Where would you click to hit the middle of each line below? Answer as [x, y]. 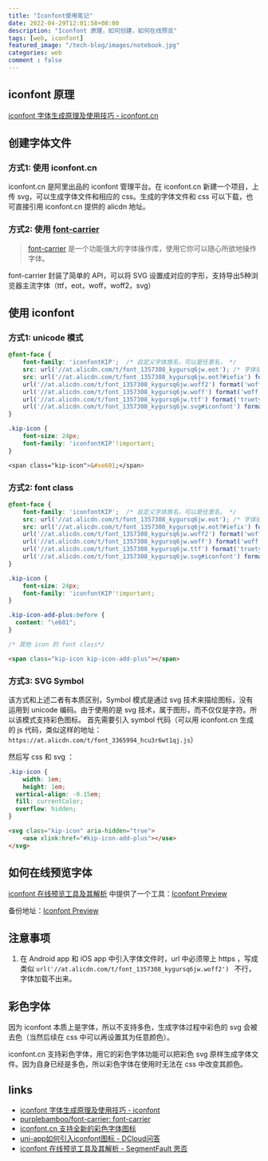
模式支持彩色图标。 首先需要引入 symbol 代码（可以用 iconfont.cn [130, 720]
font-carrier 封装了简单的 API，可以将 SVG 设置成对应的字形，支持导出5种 [130, 275]
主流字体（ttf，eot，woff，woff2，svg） [89, 285]
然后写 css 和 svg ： [41, 756]
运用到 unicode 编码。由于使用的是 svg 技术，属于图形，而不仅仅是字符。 [129, 709]
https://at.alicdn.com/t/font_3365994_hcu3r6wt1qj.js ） [103, 740]
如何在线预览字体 [50, 873]
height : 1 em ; [44, 787]
